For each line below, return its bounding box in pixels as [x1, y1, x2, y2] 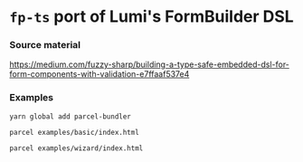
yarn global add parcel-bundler [9, 111, 131, 121]
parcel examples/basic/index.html [9, 128, 140, 137]
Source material [9, 39, 81, 52]
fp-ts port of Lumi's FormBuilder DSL [9, 6, 294, 27]
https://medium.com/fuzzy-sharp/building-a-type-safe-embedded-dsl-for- [9, 59, 289, 70]
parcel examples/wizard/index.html [9, 143, 144, 153]
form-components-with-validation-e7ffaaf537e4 [9, 69, 190, 80]
